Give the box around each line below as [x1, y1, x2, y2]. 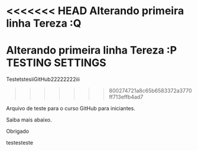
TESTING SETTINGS [6, 56, 106, 70]
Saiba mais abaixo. [6, 116, 52, 123]
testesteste [6, 139, 34, 146]
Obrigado [6, 128, 30, 135]
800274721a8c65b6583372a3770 [109, 87, 192, 94]
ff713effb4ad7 [109, 93, 144, 101]
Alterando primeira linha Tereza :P [6, 44, 177, 57]
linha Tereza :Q [6, 17, 82, 30]
